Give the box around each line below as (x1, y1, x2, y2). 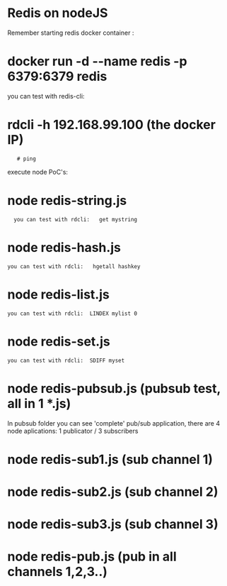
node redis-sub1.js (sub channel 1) (7, 451, 214, 468)
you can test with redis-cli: (7, 92, 85, 100)
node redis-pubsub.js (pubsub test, (7, 380, 221, 397)
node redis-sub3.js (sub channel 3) (7, 516, 219, 533)
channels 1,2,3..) (7, 564, 108, 580)
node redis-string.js (7, 193, 127, 209)
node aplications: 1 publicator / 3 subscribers (7, 426, 139, 435)
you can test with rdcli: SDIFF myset (7, 357, 125, 364)
